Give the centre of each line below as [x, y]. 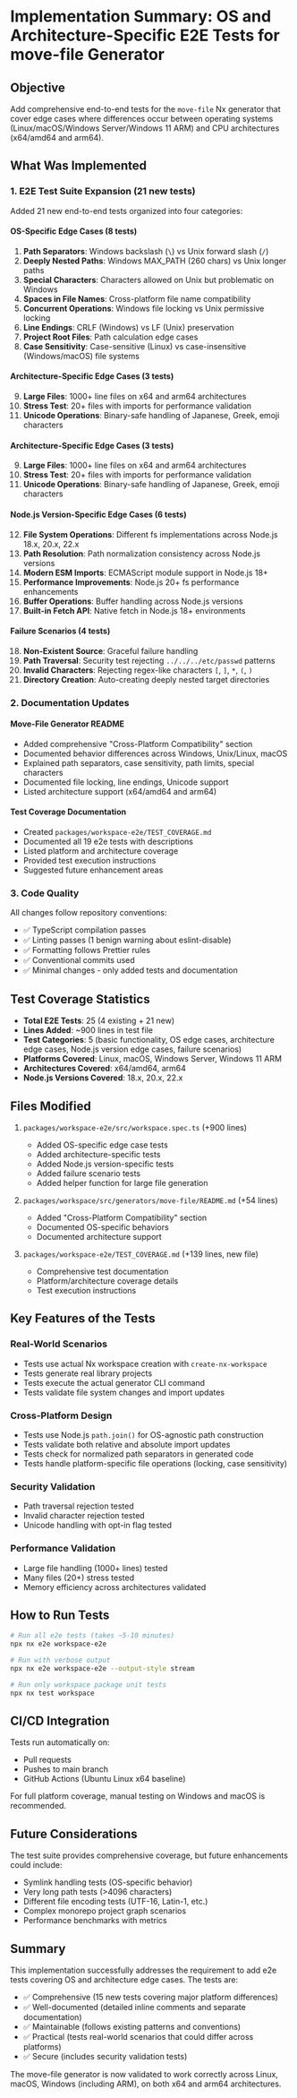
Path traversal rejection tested [79, 1506]
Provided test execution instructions [89, 861]
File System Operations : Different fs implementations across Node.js [150, 534]
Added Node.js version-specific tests [105, 1164]
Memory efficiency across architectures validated [115, 1586]
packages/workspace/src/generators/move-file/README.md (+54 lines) [150, 1200]
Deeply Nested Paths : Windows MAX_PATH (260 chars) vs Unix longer [155, 261]
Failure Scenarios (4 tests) [60, 631]
